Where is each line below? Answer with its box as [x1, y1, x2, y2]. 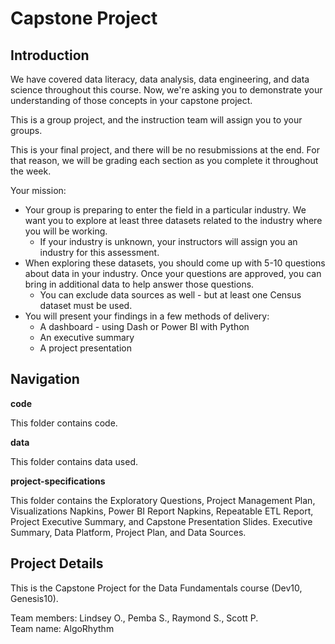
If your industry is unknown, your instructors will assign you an [39, 236, 298, 247]
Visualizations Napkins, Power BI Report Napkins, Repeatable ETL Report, [10, 505, 314, 517]
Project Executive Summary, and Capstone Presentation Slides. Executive [10, 515, 313, 527]
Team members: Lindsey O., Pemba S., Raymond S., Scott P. [10, 612, 259, 624]
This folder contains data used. [10, 455, 139, 467]
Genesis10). [10, 592, 59, 604]
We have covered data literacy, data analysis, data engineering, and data [10, 73, 310, 85]
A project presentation [39, 342, 133, 354]
